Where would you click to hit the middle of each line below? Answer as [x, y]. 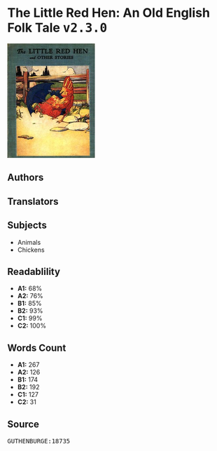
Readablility [34, 271]
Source [23, 424]
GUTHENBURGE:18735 [39, 441]
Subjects [27, 225]
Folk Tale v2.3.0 [57, 28]
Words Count [37, 348]
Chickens [31, 250]
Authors [26, 178]
